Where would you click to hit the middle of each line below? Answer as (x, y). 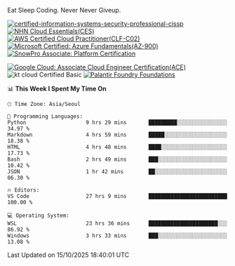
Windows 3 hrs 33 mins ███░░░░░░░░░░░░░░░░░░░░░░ (117, 236)
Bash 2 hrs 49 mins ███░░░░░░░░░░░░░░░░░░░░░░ (117, 159)
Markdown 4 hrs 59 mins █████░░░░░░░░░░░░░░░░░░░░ (117, 135)
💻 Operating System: (39, 215)
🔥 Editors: (23, 190)
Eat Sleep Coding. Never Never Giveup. (64, 10)
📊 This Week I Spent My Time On (57, 88)
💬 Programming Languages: (45, 117)
